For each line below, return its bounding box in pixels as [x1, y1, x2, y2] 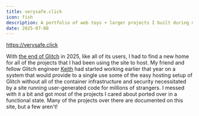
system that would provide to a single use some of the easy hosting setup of [6, 72, 192, 79]
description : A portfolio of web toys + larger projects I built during [6, 20, 190, 25]
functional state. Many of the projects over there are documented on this [6, 97, 184, 104]
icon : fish [6, 14, 33, 20]
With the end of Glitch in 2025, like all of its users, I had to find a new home [6, 53, 190, 60]
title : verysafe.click [6, 8, 62, 15]
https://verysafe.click [6, 41, 58, 49]
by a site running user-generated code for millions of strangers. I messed [6, 84, 185, 92]
